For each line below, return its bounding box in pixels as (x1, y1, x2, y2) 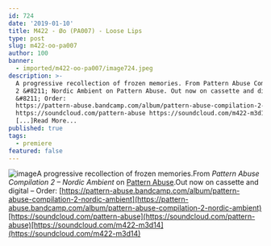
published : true (8, 124, 63, 132)
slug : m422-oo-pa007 (8, 42, 78, 50)
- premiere (15, 139, 52, 148)
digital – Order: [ (8, 186, 62, 196)
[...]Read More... (15, 117, 78, 125)
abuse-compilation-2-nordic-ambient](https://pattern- (8, 194, 190, 204)
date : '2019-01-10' (8, 19, 74, 27)
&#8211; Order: (15, 94, 67, 102)
